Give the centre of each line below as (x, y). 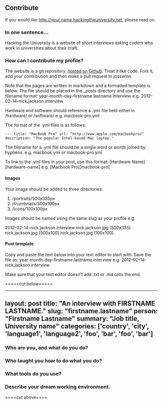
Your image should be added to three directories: (54, 189)
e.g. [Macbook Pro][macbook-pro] (75, 167)
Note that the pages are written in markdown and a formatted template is (78, 86)
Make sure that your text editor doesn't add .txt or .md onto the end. (73, 274)
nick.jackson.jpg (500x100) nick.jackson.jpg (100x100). (60, 233)
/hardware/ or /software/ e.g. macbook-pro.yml (52, 116)
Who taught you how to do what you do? (54, 361)
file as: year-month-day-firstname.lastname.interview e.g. (63, 260)
